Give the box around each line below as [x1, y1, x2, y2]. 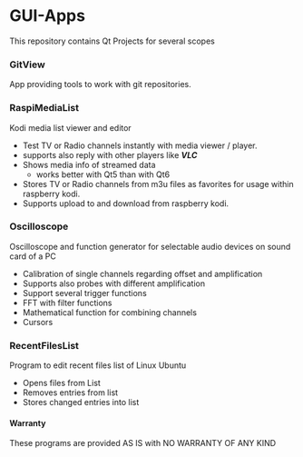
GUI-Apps [9, 5, 86, 26]
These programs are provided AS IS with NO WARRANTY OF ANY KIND [9, 438, 277, 449]
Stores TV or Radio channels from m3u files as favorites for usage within [22, 178, 294, 189]
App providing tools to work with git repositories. [9, 79, 192, 90]
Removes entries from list [22, 387, 119, 398]
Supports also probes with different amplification [22, 278, 206, 289]
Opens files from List [22, 378, 102, 389]
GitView [9, 58, 45, 71]
